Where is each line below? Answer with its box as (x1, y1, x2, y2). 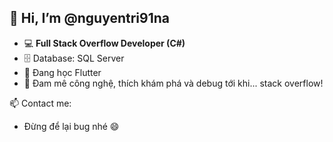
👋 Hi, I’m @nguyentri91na (9, 10, 171, 27)
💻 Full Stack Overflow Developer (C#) (23, 37, 186, 49)
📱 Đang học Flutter (23, 66, 102, 78)
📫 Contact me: (9, 97, 72, 109)
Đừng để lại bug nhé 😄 (23, 120, 120, 132)
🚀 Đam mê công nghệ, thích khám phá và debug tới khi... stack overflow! (23, 77, 324, 89)
